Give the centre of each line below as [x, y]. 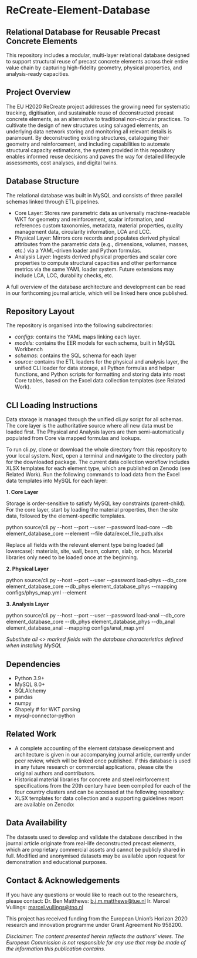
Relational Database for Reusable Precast [83, 32]
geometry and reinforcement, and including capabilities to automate [88, 144]
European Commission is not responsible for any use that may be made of [96, 942]
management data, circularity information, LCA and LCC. [83, 231]
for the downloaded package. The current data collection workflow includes [98, 462]
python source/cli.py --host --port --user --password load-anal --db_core [96, 616]
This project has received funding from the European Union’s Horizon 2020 [97, 918]
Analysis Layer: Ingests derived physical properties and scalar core [96, 257]
